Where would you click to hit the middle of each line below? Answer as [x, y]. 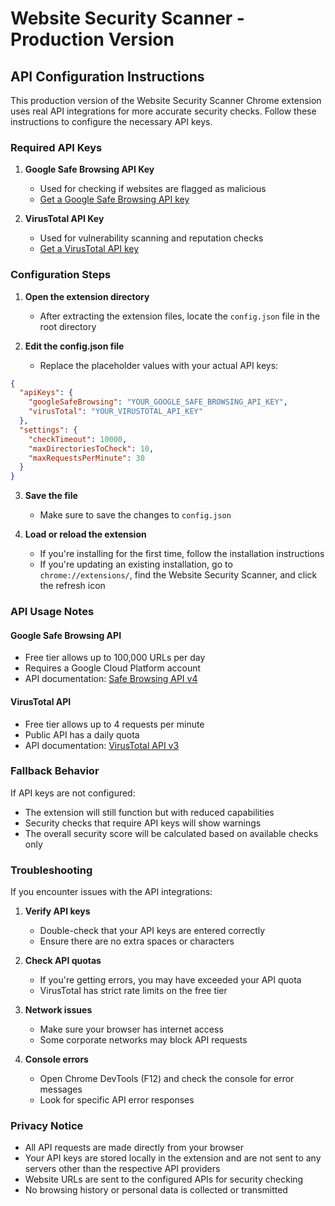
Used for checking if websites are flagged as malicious [153, 189]
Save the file [51, 496]
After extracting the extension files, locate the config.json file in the [180, 316]
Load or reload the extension [85, 534]
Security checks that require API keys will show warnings [143, 823]
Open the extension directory [87, 296]
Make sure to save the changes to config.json [135, 515]
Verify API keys [57, 911]
